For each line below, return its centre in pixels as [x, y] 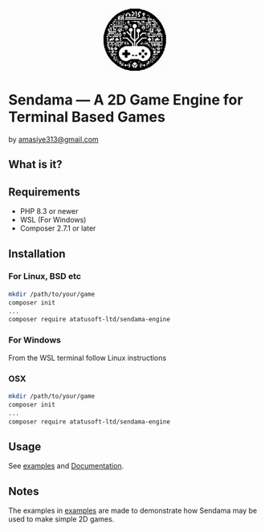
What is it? [35, 164]
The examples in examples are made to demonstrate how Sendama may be [133, 511]
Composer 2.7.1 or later [58, 228]
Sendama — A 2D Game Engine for [126, 100]
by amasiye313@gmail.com [53, 139]
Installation [37, 254]
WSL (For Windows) [53, 220]
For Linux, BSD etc [45, 276]
